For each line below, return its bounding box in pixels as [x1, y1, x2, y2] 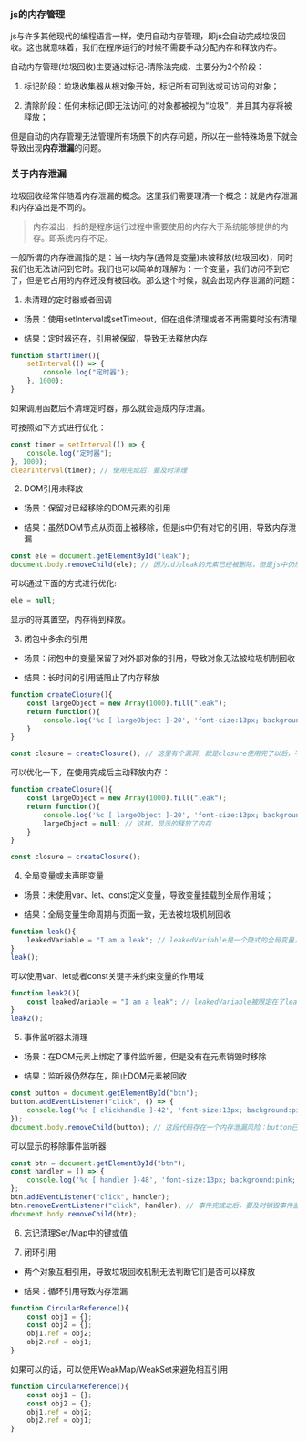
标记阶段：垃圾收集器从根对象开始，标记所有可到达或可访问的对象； [23, 80, 280, 92]
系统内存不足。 [56, 232, 113, 243]
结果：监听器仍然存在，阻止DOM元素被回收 [23, 1070, 188, 1081]
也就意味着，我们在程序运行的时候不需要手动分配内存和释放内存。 [34, 42, 281, 53]
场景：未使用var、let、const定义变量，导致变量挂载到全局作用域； [23, 889, 274, 900]
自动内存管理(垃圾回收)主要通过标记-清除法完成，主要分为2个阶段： [10, 61, 265, 72]
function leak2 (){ [10, 988, 80, 997]
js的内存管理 [10, 7, 66, 20]
